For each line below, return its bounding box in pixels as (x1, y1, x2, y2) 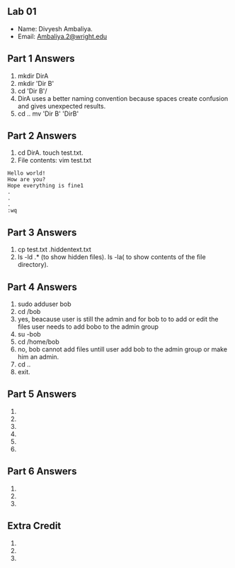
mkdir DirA (17, 71, 49, 80)
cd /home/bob (17, 337, 60, 346)
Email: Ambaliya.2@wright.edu (17, 32, 108, 40)
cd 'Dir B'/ (17, 87, 47, 95)
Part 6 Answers (7, 465, 77, 478)
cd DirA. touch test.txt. (17, 148, 84, 157)
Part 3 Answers (7, 226, 77, 239)
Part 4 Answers (7, 280, 78, 293)
